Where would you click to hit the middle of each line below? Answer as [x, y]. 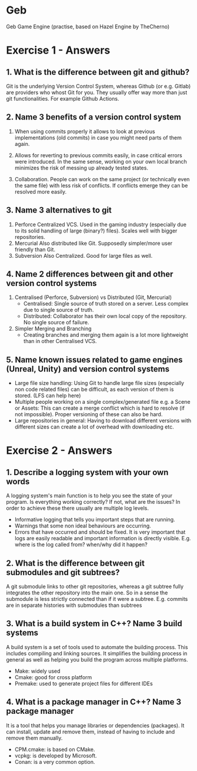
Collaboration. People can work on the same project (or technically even [102, 179]
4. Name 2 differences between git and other [90, 274]
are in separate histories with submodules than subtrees [74, 605]
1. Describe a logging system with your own [87, 472]
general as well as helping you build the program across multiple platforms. [97, 659]
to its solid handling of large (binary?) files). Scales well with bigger [96, 231]
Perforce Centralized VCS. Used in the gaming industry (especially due [101, 224]
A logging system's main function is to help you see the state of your [89, 496]
